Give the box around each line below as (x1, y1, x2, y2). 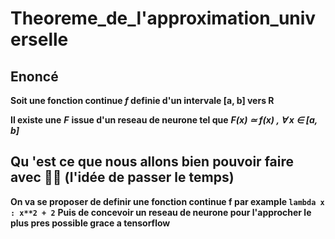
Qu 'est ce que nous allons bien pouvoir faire (10, 153, 295, 171)
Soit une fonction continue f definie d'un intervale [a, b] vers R (10, 95, 275, 106)
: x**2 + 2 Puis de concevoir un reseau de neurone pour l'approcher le (10, 206, 312, 218)
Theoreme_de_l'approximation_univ (10, 7, 317, 30)
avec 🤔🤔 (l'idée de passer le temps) (10, 169, 235, 186)
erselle (10, 28, 69, 51)
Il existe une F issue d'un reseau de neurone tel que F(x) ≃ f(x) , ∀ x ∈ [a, (10, 114, 318, 126)
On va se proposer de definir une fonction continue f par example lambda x (10, 195, 325, 207)
